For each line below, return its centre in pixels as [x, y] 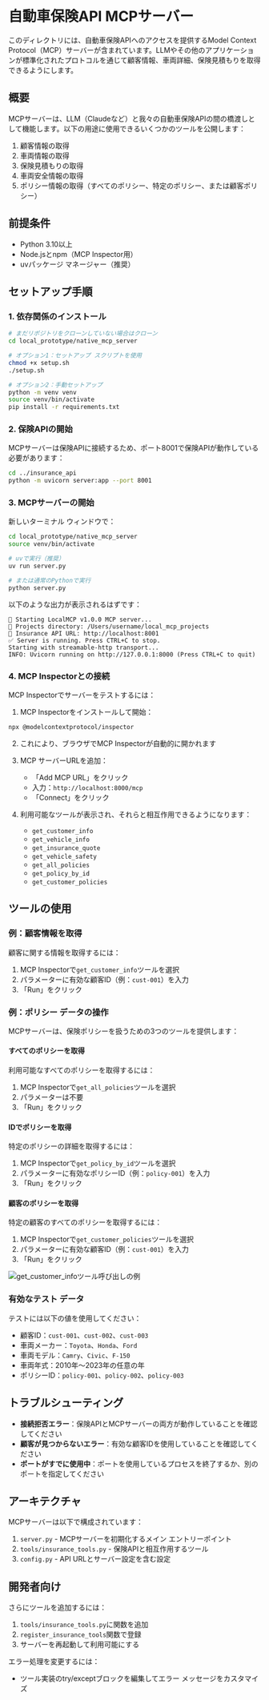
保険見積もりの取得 [52, 166]
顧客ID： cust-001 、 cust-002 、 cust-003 [84, 1335]
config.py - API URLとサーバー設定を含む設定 [95, 1559]
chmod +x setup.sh [39, 363]
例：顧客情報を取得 [45, 933]
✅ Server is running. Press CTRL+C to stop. [84, 640]
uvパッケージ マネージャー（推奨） [77, 264]
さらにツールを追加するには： [57, 1608]
